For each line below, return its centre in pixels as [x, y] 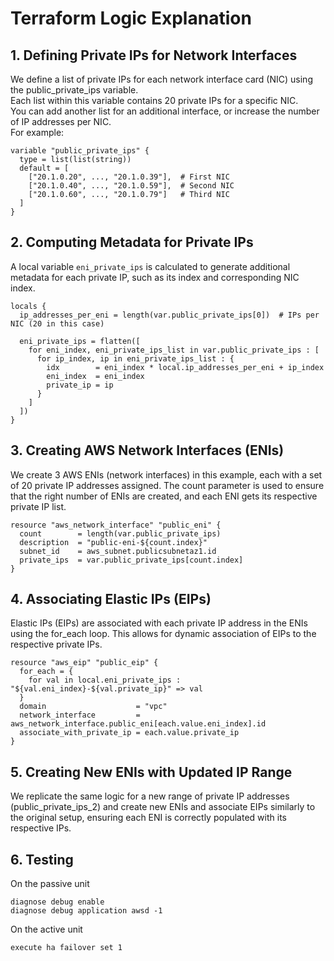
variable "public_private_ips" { [80, 151]
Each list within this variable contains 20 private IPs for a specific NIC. [154, 100]
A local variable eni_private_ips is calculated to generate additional [150, 266]
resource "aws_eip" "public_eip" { [84, 663]
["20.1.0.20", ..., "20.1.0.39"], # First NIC [129, 177]
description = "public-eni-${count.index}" [113, 542]
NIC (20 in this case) [57, 323]
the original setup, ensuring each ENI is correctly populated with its [148, 818]
